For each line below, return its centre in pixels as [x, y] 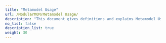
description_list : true [30, 28]
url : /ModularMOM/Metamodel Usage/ [42, 14]
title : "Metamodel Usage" [32, 10]
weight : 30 [16, 33]
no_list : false [21, 23]
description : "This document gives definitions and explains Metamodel [80, 19]
